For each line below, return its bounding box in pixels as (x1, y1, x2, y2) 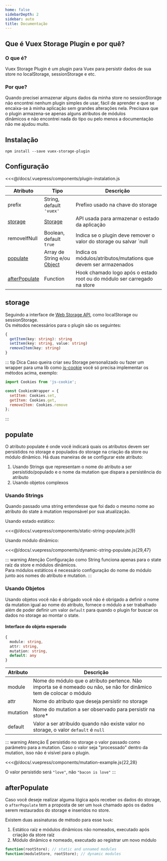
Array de (44, 248, 65, 255)
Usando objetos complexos (12, 479, 69, 485)
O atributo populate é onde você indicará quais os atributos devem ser (5, 444, 150, 450)
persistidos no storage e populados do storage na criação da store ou (5, 449, 148, 455)
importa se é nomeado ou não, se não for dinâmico (33, 683, 152, 690)
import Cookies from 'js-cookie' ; (5, 380, 77, 384)
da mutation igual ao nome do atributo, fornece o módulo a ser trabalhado (5, 601, 157, 607)
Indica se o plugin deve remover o (76, 232, 155, 239)
